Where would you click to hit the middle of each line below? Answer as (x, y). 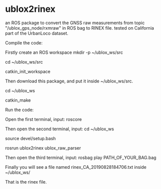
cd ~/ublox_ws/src (24, 62)
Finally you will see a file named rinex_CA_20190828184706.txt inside (76, 167)
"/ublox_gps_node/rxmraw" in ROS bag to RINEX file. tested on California (80, 28)
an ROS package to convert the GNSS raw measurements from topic (75, 23)
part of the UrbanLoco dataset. (37, 33)
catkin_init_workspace (28, 71)
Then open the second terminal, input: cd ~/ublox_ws (60, 129)
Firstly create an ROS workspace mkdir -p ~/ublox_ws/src (64, 52)
